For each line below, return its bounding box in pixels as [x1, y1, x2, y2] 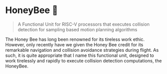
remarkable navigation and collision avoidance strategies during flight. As [5, 47, 159, 53]
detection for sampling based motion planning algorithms [17, 26, 138, 32]
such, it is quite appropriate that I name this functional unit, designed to [5, 52, 154, 58]
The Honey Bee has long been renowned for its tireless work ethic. [5, 36, 145, 42]
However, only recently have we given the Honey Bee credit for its [5, 41, 144, 47]
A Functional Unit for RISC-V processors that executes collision [17, 21, 150, 27]
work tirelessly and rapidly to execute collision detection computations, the [5, 57, 162, 63]
